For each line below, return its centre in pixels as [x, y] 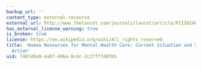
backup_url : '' [25, 12]
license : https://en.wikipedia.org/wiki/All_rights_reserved [84, 40]
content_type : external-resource [48, 17]
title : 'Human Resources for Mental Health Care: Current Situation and [99, 46]
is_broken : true [26, 34]
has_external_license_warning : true [52, 28]
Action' [21, 51]
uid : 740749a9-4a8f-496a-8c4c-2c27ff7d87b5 [62, 56]
